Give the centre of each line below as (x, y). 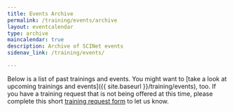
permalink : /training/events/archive (62, 20)
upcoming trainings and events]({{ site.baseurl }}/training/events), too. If (112, 86)
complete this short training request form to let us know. (88, 101)
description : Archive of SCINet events (66, 46)
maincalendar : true (36, 40)
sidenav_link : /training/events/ (56, 53)
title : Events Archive (40, 14)
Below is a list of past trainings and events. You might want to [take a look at (117, 78)
